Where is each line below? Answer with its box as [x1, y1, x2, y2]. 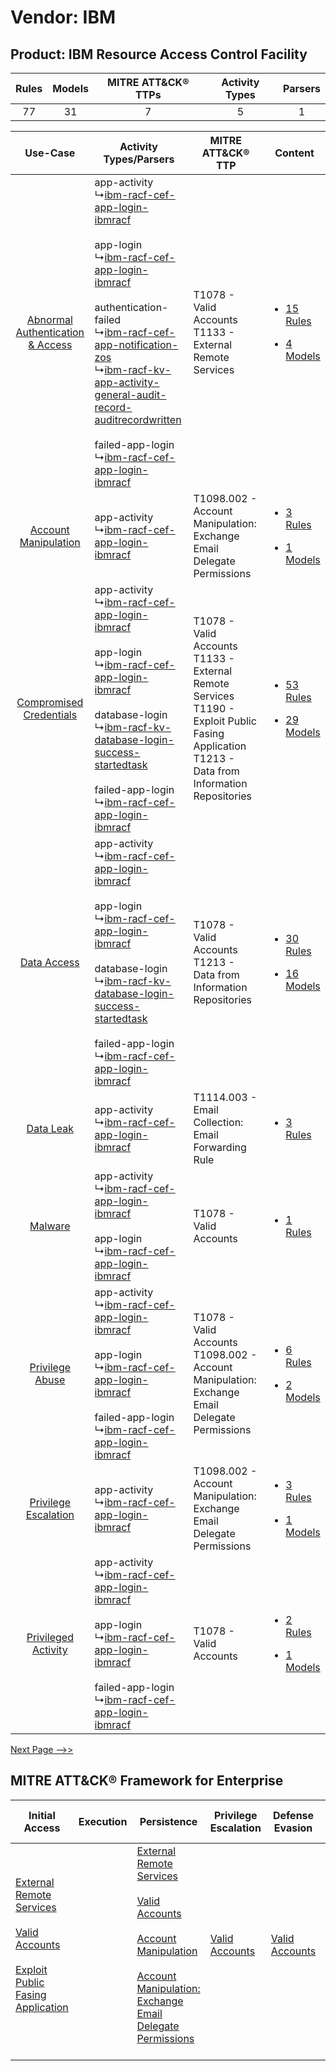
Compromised [16, 696, 84, 709]
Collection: [193, 1116, 244, 1129]
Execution [78, 1814, 128, 1828]
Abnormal [26, 313, 73, 326]
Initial [28, 1808, 56, 1822]
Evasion [273, 1821, 313, 1835]
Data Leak [26, 1122, 75, 1135]
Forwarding [193, 1141, 247, 1154]
